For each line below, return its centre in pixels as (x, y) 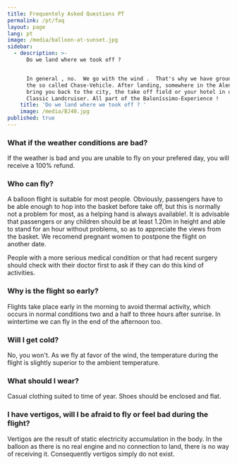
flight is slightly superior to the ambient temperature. (84, 363)
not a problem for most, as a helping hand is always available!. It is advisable (119, 214)
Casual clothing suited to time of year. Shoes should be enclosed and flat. (114, 397)
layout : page (26, 27)
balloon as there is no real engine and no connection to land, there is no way (118, 446)
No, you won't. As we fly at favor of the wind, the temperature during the (113, 355)
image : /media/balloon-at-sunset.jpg (63, 40)
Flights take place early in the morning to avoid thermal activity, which (109, 306)
